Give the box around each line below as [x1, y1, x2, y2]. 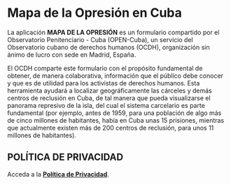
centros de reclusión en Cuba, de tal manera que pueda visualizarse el [7, 93, 211, 102]
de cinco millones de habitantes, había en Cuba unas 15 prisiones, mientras [7, 116, 225, 124]
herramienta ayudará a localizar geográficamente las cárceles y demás [7, 86, 212, 95]
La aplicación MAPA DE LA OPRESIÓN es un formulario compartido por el [7, 28, 220, 36]
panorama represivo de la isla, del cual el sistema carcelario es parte [7, 101, 205, 109]
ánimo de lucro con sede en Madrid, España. [7, 50, 136, 59]
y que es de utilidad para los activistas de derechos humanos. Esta [7, 78, 200, 87]
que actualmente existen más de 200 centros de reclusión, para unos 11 [7, 123, 214, 132]
